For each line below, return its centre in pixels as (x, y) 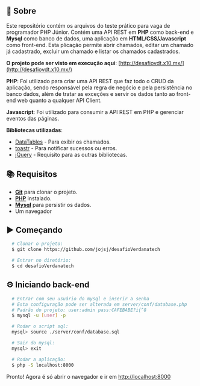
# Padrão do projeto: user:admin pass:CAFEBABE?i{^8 (79, 310)
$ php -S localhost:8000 (43, 365)
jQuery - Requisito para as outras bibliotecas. (71, 154)
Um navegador (33, 211)
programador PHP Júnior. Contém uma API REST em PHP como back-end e (100, 32)
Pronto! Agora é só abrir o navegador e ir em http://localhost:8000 (89, 376)
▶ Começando (35, 230)
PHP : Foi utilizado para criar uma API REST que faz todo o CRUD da (90, 81)
